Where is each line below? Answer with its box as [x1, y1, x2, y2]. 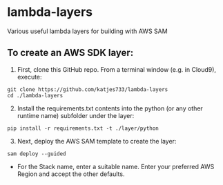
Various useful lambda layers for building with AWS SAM [7, 27, 168, 35]
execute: [17, 72, 43, 81]
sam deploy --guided [7, 150, 67, 157]
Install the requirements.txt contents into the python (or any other [17, 104, 204, 113]
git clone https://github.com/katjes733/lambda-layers [7, 86, 168, 93]
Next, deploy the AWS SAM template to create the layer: [17, 137, 177, 145]
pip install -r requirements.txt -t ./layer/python [7, 125, 159, 132]
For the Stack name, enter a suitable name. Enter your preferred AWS [17, 162, 215, 171]
